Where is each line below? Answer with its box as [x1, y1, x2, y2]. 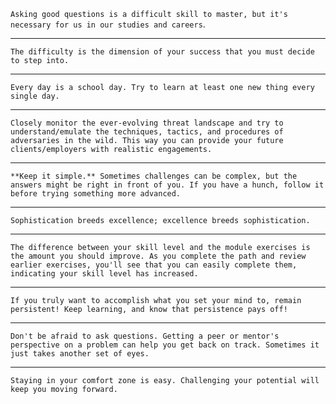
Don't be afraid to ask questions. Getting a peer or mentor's [10, 331, 280, 341]
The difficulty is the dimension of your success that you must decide [10, 47, 315, 57]
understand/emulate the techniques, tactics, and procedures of [10, 127, 284, 137]
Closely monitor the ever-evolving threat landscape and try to [10, 118, 284, 128]
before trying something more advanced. [10, 189, 182, 199]
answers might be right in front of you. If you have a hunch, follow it [10, 180, 325, 190]
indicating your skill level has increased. [10, 269, 199, 279]
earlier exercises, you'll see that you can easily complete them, [10, 260, 298, 270]
